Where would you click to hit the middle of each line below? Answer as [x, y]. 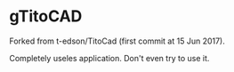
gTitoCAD [46, 16]
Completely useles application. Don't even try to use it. [109, 58]
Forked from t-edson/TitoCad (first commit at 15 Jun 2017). [117, 41]
